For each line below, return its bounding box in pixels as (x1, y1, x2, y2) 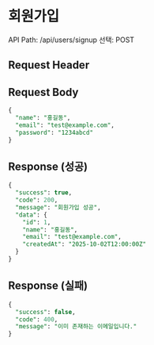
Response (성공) (8, 159, 88, 173)
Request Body (8, 85, 79, 99)
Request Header (8, 59, 90, 72)
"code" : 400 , (15, 315, 58, 324)
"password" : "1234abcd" (15, 128, 93, 136)
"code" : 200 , (15, 196, 58, 205)
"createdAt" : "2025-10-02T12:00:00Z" (22, 240, 147, 248)
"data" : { (15, 211, 47, 219)
